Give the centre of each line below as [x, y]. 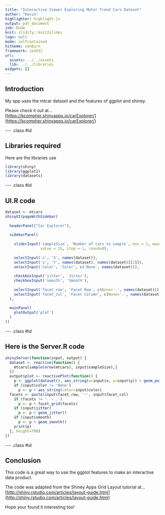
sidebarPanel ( [24, 235]
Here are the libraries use [31, 157]
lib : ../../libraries [32, 64]
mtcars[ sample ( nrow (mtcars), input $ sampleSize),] [66, 367]
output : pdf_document [27, 23]
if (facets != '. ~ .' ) [38, 399]
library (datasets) [24, 176]
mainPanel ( [21, 308]
